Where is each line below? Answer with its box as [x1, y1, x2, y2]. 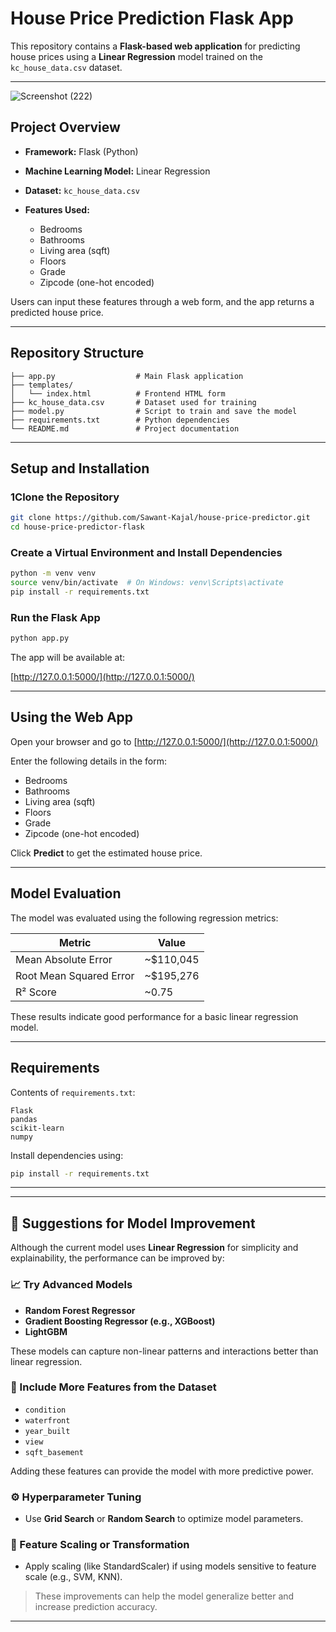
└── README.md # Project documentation [10, 423, 240, 434]
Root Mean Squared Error [15, 968, 135, 982]
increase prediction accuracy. [34, 1601, 158, 1613]
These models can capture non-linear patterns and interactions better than [10, 1345, 319, 1357]
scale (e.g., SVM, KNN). [24, 1571, 123, 1583]
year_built [24, 1426, 71, 1436]
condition [24, 1405, 67, 1415]
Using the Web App [10, 709, 134, 726]
